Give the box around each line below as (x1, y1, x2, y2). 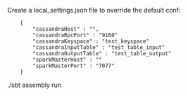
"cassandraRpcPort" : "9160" (32, 32, 118, 39)
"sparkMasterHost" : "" (32, 56, 102, 63)
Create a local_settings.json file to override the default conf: (7, 6, 181, 14)
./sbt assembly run (7, 81, 62, 89)
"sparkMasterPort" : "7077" (32, 62, 115, 69)
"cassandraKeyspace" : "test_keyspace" (32, 38, 150, 45)
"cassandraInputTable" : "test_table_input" (32, 44, 165, 51)
